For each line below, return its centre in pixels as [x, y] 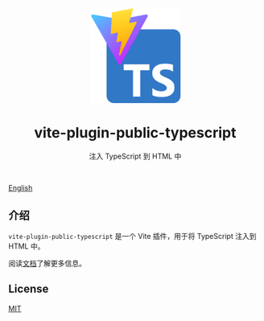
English [21, 188]
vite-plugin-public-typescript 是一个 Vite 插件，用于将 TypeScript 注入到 [132, 236]
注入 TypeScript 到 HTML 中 [135, 156]
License [29, 289]
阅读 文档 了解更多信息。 [47, 263]
